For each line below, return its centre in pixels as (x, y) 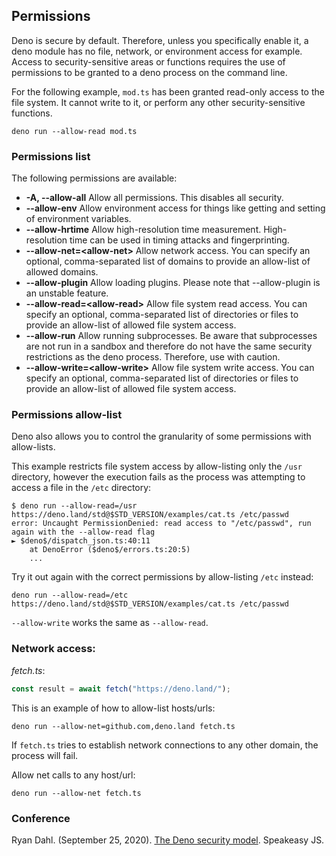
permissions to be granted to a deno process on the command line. (149, 72)
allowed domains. (62, 272)
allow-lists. (33, 447)
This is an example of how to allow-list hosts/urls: (113, 708)
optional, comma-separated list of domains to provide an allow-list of (168, 261)
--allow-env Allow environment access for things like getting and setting (175, 208)
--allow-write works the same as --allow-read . (110, 623)
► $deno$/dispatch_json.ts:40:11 (81, 541)
